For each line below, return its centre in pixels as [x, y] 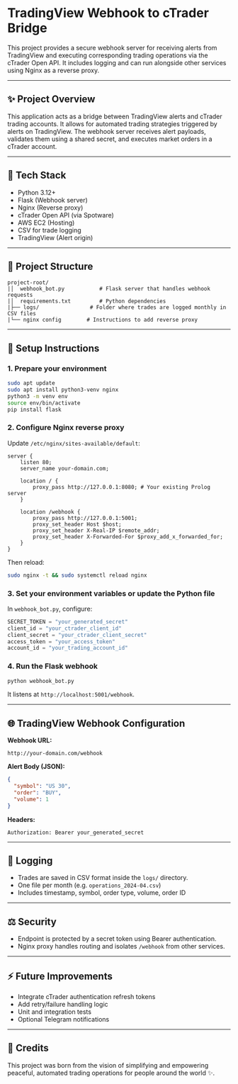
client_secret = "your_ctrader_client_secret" [77, 635]
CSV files [22, 314]
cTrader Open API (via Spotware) [66, 215]
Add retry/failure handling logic [63, 1005]
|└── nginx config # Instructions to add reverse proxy [103, 320]
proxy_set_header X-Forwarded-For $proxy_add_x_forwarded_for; [128, 536]
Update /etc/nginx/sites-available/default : [74, 443]
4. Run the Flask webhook [52, 666]
